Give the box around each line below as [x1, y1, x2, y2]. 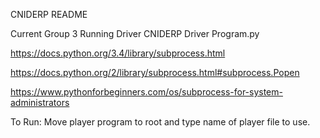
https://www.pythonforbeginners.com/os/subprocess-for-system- [10, 86, 283, 98]
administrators [10, 97, 70, 108]
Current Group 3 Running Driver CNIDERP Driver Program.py [10, 28, 260, 39]
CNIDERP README [10, 9, 88, 20]
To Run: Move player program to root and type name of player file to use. [10, 116, 311, 128]
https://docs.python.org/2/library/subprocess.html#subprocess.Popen [10, 67, 300, 78]
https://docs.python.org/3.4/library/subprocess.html [10, 47, 226, 59]
